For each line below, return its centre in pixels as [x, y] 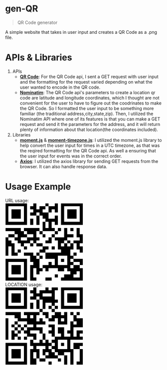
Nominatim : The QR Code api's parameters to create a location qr [87, 92]
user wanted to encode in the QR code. [60, 87]
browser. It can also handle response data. [64, 166]
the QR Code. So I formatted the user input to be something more [87, 108]
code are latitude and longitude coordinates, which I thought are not [89, 98]
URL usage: [17, 200]
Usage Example [38, 187]
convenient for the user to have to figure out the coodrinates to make [91, 103]
